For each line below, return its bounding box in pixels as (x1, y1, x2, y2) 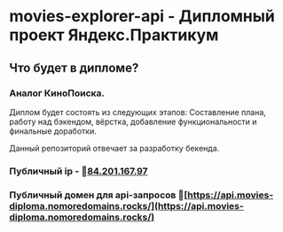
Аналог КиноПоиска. (9, 87, 105, 99)
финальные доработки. (9, 126, 98, 136)
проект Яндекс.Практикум (9, 25, 219, 45)
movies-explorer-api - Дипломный (9, 6, 275, 27)
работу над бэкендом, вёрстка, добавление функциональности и (9, 116, 257, 127)
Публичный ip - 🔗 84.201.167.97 (9, 165, 148, 177)
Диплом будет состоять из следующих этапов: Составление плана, (9, 106, 266, 117)
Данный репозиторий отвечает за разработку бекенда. (9, 143, 220, 153)
